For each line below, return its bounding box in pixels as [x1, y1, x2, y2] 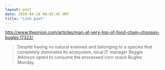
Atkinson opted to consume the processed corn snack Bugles [17, 54, 142, 60]
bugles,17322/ [5, 35, 33, 40]
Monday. [17, 59, 35, 66]
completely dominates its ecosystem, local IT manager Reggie [17, 49, 143, 55]
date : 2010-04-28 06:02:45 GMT [5, 12, 69, 17]
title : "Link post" [5, 16, 45, 21]
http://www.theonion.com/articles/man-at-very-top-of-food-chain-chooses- [5, 30, 160, 35]
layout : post [5, 7, 32, 12]
